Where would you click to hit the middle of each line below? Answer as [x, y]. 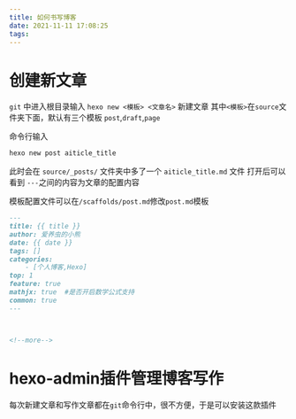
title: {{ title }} [45, 227]
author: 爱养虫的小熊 [45, 234]
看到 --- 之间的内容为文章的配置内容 [74, 182]
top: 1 [21, 275]
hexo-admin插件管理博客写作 [116, 378]
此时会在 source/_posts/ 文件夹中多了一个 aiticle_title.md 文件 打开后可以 [148, 171]
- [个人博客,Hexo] [56, 268]
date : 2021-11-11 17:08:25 [59, 26]
